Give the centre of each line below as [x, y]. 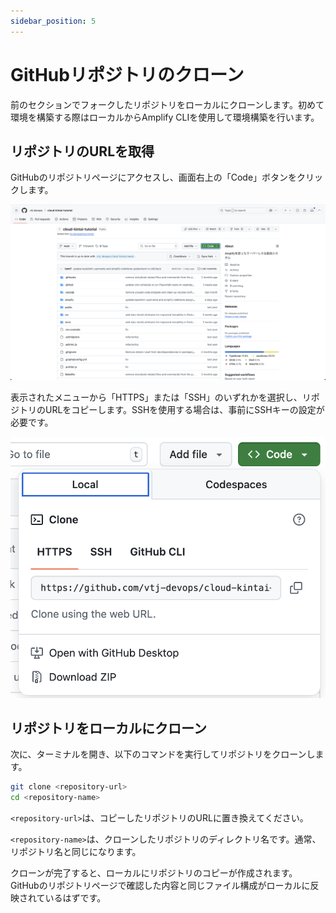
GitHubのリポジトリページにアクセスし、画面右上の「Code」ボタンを [154, 177]
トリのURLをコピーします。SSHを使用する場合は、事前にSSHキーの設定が [171, 410]
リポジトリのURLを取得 [82, 151]
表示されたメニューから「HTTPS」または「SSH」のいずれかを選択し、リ [161, 397]
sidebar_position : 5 [53, 21]
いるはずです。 [75, 898]
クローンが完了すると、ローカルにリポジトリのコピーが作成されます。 [154, 873]
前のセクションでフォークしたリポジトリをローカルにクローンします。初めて [167, 104]
